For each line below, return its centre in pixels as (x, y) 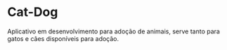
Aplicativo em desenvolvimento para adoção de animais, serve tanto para (113, 31)
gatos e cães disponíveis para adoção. (63, 38)
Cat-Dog (33, 12)
